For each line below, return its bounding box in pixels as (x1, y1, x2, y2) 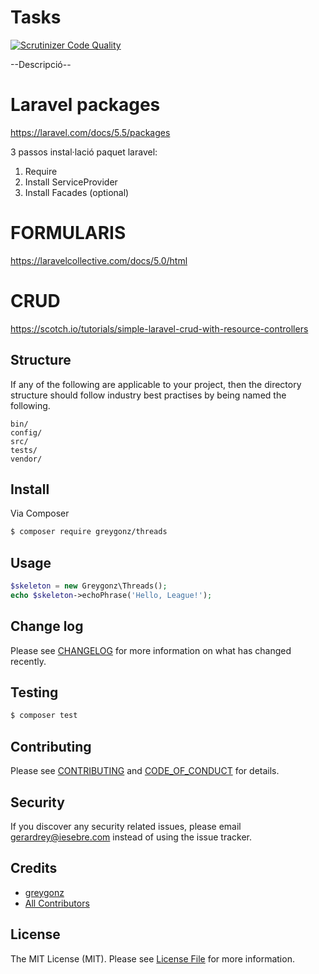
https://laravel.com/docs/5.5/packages (10, 126, 171, 138)
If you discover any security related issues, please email (10, 820, 242, 832)
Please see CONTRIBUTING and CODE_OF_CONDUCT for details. (10, 765, 280, 777)
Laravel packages (10, 94, 161, 116)
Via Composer (10, 507, 70, 520)
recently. (10, 655, 47, 667)
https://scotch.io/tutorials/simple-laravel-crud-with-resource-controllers (10, 322, 309, 335)
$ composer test (10, 711, 78, 721)
